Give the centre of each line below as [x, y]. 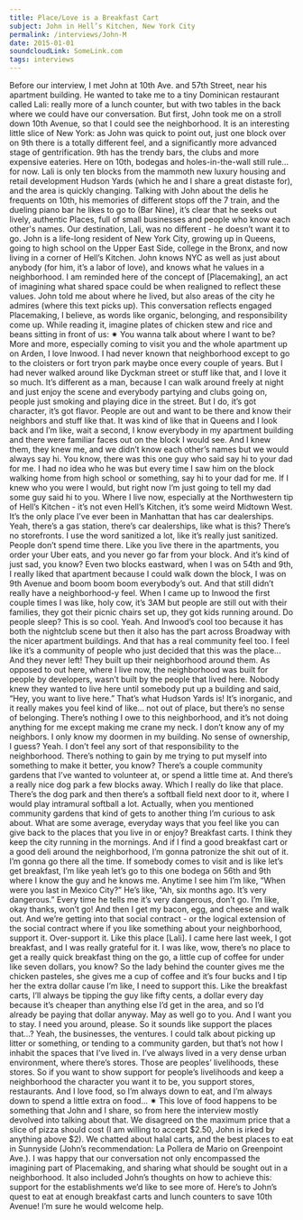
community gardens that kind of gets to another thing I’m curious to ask [142, 813]
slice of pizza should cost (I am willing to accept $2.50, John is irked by [142, 1129]
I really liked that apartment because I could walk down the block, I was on [148, 574]
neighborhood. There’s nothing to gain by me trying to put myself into [138, 756]
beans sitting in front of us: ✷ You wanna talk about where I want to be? [142, 334]
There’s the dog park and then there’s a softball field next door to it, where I [149, 794]
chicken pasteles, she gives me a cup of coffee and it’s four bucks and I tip [148, 976]
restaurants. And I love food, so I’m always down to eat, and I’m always [141, 1091]
